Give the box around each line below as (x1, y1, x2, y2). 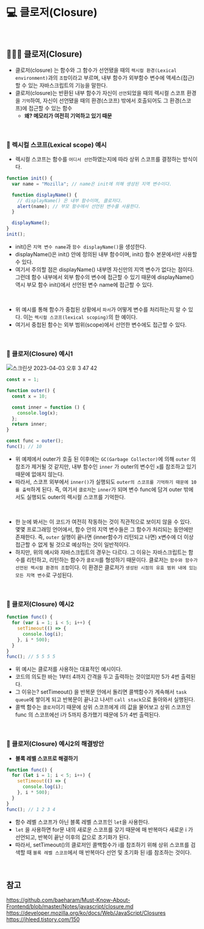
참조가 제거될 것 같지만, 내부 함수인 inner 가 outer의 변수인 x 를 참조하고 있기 (15, 463, 197, 470)
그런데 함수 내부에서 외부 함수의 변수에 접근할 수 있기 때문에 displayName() (15, 273, 194, 281)
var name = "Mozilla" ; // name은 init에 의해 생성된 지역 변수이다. (12, 181, 172, 187)
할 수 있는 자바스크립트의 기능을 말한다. (15, 82, 108, 89)
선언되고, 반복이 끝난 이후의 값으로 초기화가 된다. (15, 833, 131, 841)
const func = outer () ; (6, 438, 64, 444)
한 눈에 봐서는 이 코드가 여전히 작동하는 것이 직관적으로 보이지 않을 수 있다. (15, 518, 192, 525)
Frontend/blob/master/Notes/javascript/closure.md (6, 903, 134, 910)
